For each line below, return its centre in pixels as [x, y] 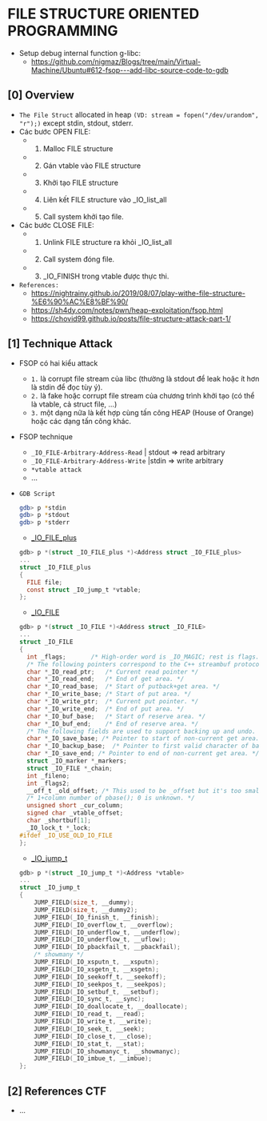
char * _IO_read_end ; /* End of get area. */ [106, 679]
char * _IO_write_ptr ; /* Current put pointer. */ [113, 702]
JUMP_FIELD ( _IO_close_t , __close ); [93, 1036]
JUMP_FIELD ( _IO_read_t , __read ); [90, 1014]
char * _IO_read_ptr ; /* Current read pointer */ [113, 672]
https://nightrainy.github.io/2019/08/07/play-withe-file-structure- [138, 293]
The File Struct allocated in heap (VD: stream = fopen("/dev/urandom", [139, 114]
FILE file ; [45, 582]
